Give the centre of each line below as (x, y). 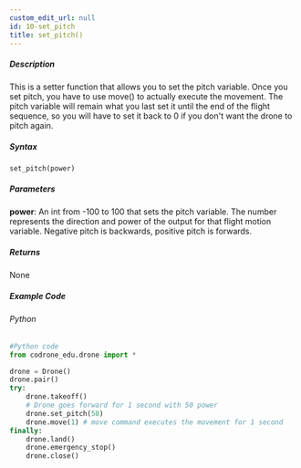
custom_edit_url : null (52, 18)
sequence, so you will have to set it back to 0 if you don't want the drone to (151, 116)
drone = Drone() (40, 371)
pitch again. (31, 126)
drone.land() (51, 439)
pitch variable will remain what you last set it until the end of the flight (140, 107)
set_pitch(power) (42, 169)
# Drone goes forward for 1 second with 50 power (122, 406)
